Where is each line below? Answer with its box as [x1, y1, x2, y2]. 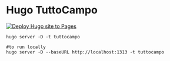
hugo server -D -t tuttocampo [6, 34, 81, 40]
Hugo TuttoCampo [6, 3, 98, 17]
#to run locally [6, 44, 46, 50]
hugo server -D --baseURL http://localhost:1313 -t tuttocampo [6, 49, 165, 55]
